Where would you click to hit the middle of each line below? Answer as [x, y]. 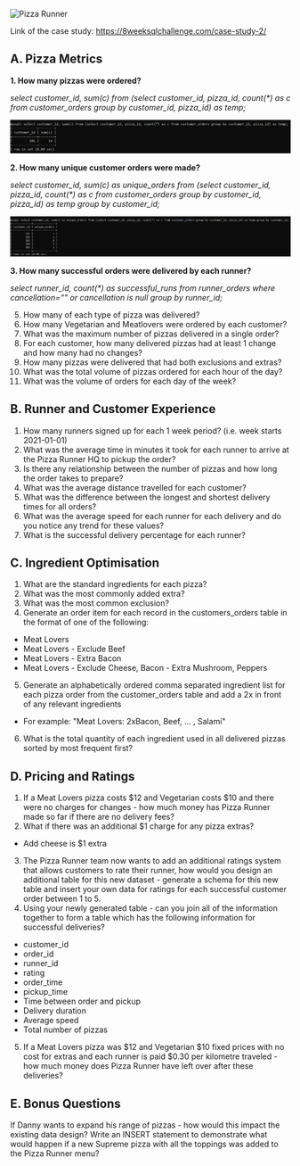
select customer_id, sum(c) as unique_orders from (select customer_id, [141, 185]
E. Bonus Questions [65, 1103]
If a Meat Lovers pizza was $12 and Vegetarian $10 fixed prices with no [154, 1047]
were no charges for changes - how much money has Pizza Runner [146, 807]
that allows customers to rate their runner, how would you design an [148, 871]
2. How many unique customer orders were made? [105, 168]
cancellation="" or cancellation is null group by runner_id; [117, 297]
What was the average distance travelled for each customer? [135, 487]
